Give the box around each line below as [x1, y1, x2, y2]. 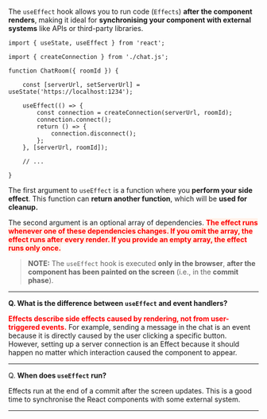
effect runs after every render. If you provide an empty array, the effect [8, 235, 248, 244]
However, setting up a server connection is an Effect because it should [8, 339, 240, 349]
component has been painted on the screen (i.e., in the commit [27, 267, 239, 276]
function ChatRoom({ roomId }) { [8, 67, 119, 75]
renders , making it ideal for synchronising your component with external [8, 15, 252, 25]
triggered [8, 323, 41, 331]
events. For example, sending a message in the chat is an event [41, 323, 250, 331]
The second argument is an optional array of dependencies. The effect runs [8, 218, 258, 227]
